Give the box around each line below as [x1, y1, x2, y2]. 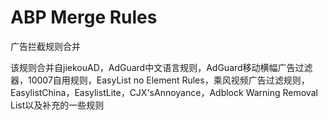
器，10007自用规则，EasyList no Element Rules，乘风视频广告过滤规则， [10, 74, 310, 86]
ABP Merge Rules [10, 6, 158, 29]
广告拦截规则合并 [10, 40, 81, 52]
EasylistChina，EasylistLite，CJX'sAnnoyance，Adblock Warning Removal [10, 86, 318, 98]
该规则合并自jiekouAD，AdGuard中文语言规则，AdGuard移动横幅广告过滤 [10, 61, 313, 73]
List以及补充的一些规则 [10, 99, 105, 111]
